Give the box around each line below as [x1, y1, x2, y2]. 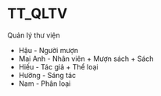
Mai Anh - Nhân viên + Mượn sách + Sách [18, 54, 154, 63]
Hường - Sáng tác [18, 70, 77, 80]
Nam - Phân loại [18, 79, 71, 88]
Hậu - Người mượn [18, 45, 79, 55]
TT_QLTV [7, 5, 68, 23]
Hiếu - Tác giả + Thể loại [18, 62, 98, 71]
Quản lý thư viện [7, 30, 60, 40]
